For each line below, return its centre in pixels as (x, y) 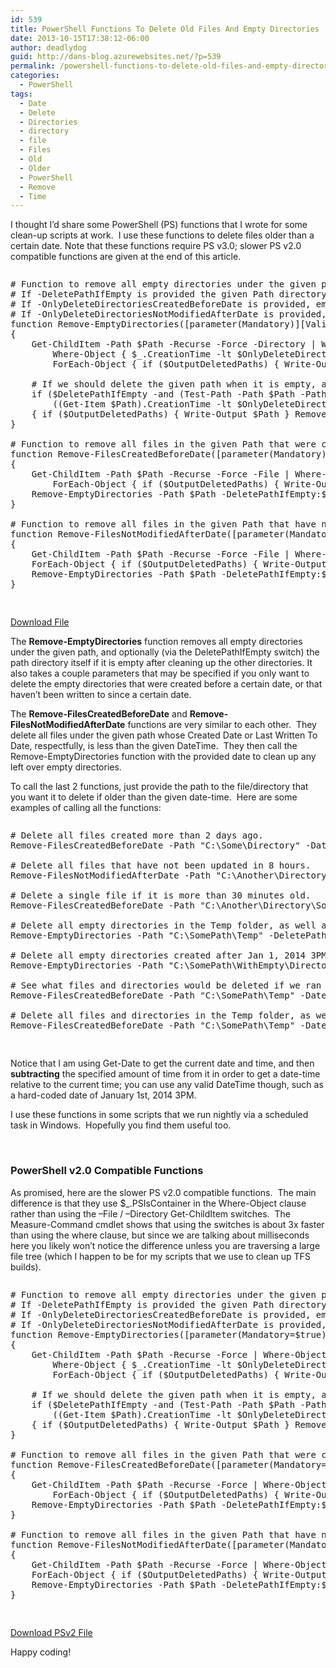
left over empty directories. (66, 767)
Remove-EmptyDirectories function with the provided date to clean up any (163, 757)
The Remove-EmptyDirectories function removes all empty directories (156, 642)
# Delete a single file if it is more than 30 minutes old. (161, 895)
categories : (35, 76)
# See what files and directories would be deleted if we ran (166, 985)
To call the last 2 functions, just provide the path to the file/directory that (159, 787)
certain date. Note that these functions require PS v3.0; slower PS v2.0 (156, 246)
